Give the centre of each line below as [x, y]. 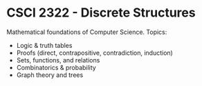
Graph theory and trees [50, 75]
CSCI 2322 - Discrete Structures [101, 13]
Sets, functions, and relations [58, 60]
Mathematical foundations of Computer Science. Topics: [87, 32]
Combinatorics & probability [56, 67]
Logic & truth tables [44, 45]
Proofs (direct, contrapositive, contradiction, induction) [95, 53]
